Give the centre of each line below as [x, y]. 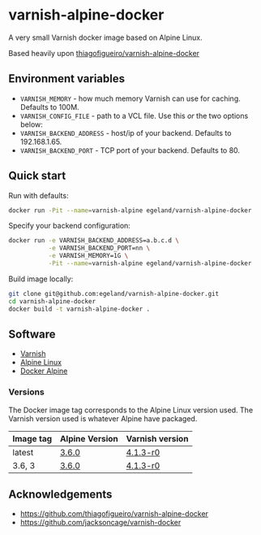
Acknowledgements [60, 495]
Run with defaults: [39, 195]
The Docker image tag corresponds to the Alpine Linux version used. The [131, 410]
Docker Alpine [44, 371]
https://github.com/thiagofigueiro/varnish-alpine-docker [114, 514]
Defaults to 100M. [49, 107]
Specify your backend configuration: [70, 226]
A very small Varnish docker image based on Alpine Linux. [105, 37]
